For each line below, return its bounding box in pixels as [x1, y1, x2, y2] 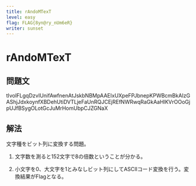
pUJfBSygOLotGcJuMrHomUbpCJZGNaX [6, 105, 108, 112]
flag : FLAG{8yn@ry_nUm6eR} [6, 20, 73, 26]
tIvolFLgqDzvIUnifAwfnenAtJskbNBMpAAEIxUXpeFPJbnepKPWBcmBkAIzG [6, 92, 191, 99]
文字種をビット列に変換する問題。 [6, 140, 89, 147]
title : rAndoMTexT [6, 8, 52, 15]
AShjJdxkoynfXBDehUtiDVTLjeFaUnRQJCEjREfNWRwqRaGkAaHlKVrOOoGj [6, 99, 191, 106]
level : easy [6, 14, 36, 20]
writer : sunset [6, 25, 44, 31]
